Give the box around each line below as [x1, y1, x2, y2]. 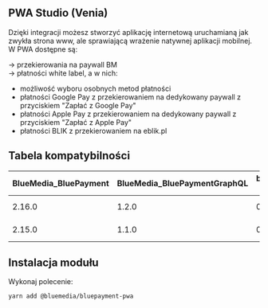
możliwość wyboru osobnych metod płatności [19, 84, 171, 93]
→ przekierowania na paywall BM [8, 60, 118, 69]
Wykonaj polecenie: [8, 277, 73, 287]
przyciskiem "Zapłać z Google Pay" [19, 100, 137, 110]
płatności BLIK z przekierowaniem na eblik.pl [19, 126, 167, 135]
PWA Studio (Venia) [8, 6, 108, 20]
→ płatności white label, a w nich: [8, 68, 118, 78]
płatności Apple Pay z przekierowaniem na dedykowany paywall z [19, 109, 237, 119]
